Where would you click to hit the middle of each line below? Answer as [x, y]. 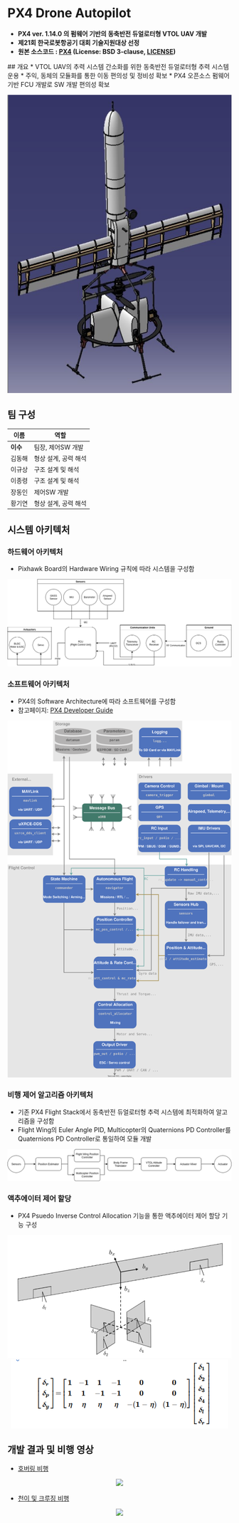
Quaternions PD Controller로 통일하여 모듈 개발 [85, 1139]
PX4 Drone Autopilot [69, 13]
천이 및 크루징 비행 [43, 1498]
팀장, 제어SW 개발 [59, 447]
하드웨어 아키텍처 [35, 552]
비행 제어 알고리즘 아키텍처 [51, 1095]
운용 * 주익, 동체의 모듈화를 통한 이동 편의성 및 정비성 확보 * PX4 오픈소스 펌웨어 [118, 75]
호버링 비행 [33, 1468]
